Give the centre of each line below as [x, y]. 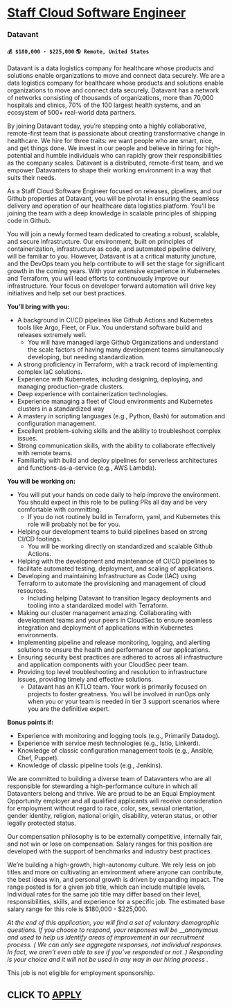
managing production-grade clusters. [71, 386]
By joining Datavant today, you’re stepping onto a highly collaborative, [107, 126]
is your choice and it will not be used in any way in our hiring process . [108, 960]
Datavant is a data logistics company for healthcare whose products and [111, 68]
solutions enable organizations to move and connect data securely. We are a [116, 76]
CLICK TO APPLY [44, 995]
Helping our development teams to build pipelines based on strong [112, 532]
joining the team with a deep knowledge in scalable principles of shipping [112, 213]
